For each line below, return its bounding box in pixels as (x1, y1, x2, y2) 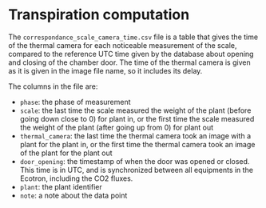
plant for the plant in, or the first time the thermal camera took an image (19, 139, 256, 149)
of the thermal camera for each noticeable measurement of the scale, (8, 40, 237, 50)
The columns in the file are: (8, 82, 98, 91)
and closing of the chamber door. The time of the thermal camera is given (8, 58, 251, 67)
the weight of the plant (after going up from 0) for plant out (19, 122, 214, 132)
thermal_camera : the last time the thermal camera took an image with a (19, 130, 252, 141)
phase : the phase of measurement (19, 97, 131, 106)
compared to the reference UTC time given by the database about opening (8, 49, 254, 58)
